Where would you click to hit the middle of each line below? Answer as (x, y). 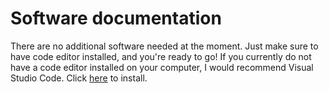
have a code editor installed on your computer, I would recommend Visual (162, 67)
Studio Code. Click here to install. (79, 78)
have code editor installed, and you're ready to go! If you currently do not (161, 56)
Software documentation (116, 18)
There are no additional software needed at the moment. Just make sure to (164, 46)
